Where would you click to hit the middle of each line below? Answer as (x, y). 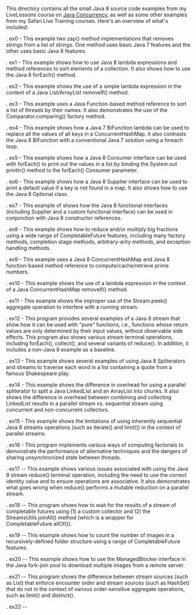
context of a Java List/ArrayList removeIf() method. (68, 92)
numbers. (18, 272)
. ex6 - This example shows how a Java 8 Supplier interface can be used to (97, 182)
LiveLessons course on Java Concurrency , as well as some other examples (97, 15)
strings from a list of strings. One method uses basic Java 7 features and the (98, 45)
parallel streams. (26, 433)
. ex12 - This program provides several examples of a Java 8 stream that (93, 318)
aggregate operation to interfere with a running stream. (72, 307)
